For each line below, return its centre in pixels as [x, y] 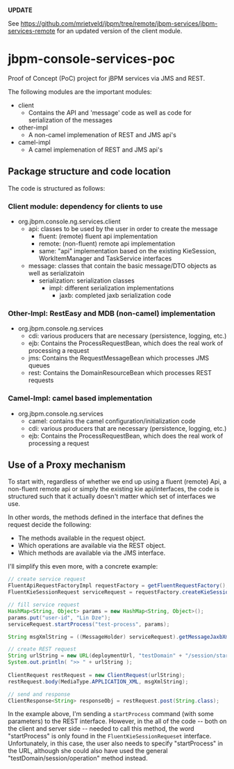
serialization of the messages [70, 120]
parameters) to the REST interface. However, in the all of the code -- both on [117, 721]
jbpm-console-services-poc [92, 59]
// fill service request [44, 605]
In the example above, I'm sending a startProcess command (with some [111, 714]
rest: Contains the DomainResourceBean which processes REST [120, 373]
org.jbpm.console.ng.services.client [69, 221]
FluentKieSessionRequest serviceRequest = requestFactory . [95, 592]
